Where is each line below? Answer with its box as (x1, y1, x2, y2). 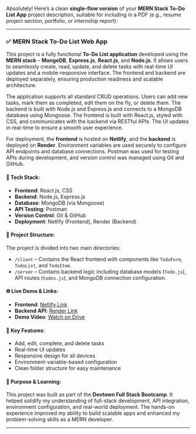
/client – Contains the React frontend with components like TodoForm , (14, 256, 183, 263)
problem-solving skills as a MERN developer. (6, 416, 114, 423)
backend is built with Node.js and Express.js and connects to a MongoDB (6, 105, 182, 113)
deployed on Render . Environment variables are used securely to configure (6, 142, 187, 149)
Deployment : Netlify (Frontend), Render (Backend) (14, 218, 137, 225)
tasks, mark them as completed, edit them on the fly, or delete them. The (6, 99, 181, 106)
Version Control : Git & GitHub (14, 212, 86, 219)
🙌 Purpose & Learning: (6, 378, 61, 385)
